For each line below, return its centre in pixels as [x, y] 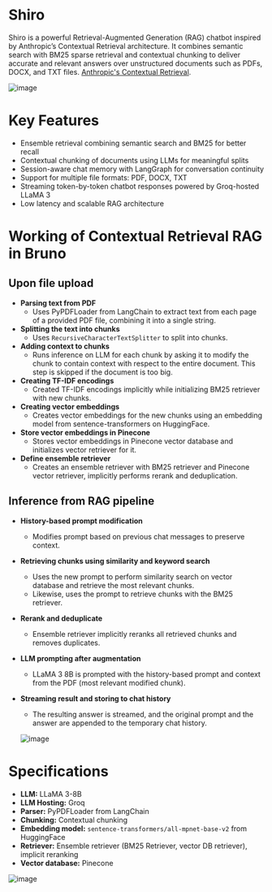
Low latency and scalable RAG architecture [92, 203]
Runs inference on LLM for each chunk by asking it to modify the [140, 354]
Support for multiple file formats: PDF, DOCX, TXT [104, 177]
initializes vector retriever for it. [84, 449]
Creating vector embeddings [70, 406]
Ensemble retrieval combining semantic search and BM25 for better [133, 143]
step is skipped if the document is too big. [102, 372]
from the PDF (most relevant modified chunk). [109, 682]
